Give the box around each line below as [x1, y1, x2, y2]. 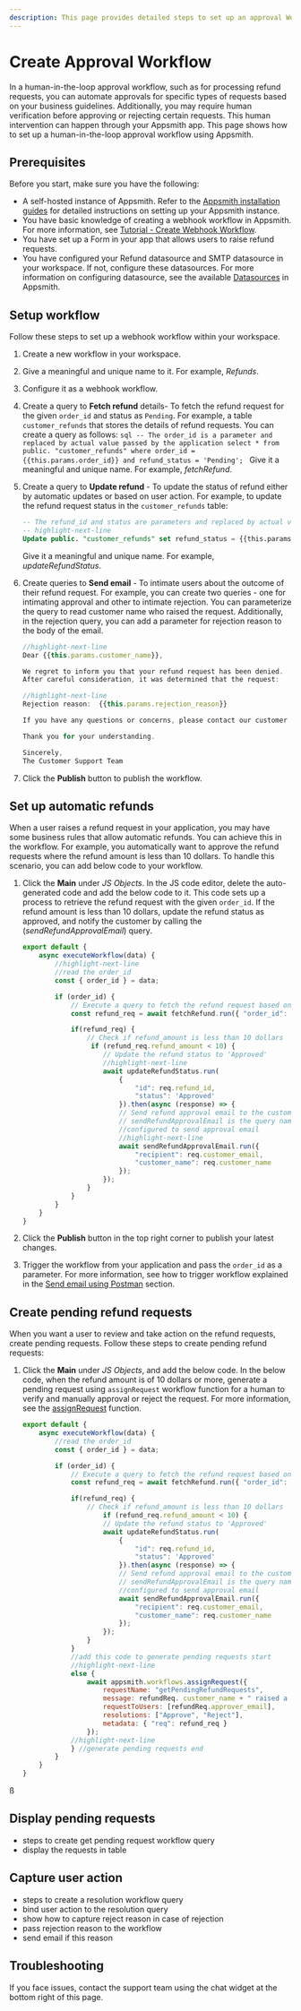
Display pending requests [9, 1811, 156, 1826]
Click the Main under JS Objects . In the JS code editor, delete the [21, 878, 265, 889]
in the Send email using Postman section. [21, 1278, 175, 1290]
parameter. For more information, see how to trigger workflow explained [21, 1269, 288, 1280]
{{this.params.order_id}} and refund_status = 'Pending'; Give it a [21, 454, 279, 466]
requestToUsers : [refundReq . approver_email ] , [102, 1703, 276, 1712]
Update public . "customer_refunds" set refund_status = [21, 534, 236, 543]
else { [70, 1669, 96, 1678]
